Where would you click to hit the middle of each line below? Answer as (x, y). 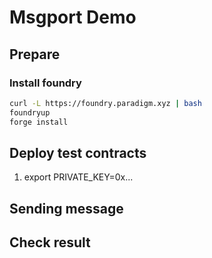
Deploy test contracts (78, 152)
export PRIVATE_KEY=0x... (78, 177)
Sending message (66, 208)
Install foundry (45, 83)
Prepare (35, 54)
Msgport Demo (73, 17)
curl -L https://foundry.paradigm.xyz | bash (105, 103)
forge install (39, 122)
